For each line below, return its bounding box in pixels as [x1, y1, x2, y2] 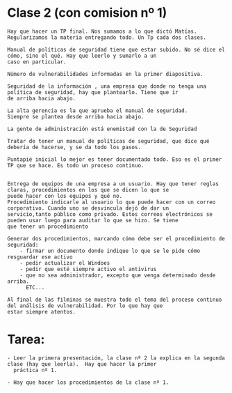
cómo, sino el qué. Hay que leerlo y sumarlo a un [7, 52, 157, 59]
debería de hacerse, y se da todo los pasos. [7, 144, 141, 151]
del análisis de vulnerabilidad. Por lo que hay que [7, 302, 163, 309]
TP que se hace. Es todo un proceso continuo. [7, 162, 144, 169]
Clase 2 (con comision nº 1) [7, 5, 167, 21]
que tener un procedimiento [7, 223, 89, 230]
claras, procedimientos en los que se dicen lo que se [7, 186, 169, 193]
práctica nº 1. [13, 367, 58, 373]
